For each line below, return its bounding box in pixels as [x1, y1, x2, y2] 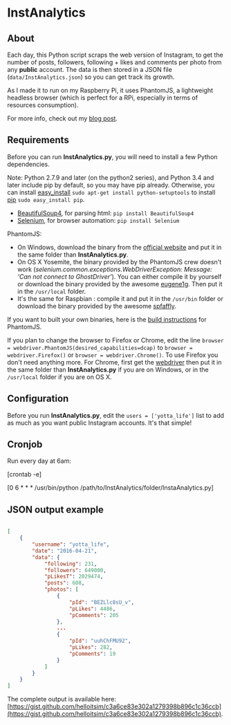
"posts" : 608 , [44, 580, 85, 587]
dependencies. [7, 160, 50, 168]
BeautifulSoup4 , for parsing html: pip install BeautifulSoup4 [17, 209, 194, 217]
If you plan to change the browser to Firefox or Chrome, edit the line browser [7, 336, 224, 344]
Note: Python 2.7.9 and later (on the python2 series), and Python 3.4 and [7, 173, 214, 181]
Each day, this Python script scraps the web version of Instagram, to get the [7, 51, 223, 59]
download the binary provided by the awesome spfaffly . [17, 302, 176, 310]
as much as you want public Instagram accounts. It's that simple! [7, 419, 192, 427]
